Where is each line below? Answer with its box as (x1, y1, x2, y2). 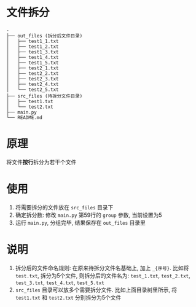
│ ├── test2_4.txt (6, 81, 60, 87)
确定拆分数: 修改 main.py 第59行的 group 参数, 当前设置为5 (15, 211, 162, 219)
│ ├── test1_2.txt (6, 44, 60, 50)
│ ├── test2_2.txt (6, 70, 60, 77)
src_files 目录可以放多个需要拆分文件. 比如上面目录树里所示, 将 (15, 286, 178, 293)
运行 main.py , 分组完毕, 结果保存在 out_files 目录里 (15, 219, 146, 226)
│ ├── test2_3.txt (6, 76, 60, 82)
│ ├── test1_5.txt (6, 60, 60, 66)
